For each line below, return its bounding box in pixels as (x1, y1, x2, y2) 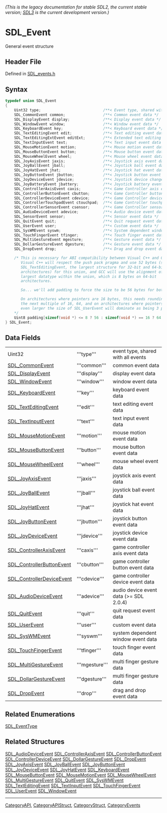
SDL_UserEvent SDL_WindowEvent (5, 788, 77, 794)
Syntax (5, 85, 28, 94)
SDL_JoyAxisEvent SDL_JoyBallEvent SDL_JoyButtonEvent (5, 761, 125, 767)
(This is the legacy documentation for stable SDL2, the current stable (5, 4, 147, 10)
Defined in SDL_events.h (5, 71, 56, 77)
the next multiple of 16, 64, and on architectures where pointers (20, 301, 164, 306)
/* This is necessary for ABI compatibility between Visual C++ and (14, 255, 159, 261)
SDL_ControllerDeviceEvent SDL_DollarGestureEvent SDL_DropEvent (5, 756, 146, 762)
